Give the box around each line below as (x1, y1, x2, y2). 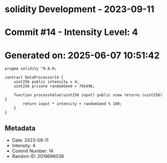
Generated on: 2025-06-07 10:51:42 (5, 49, 160, 61)
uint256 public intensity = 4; (14, 79, 79, 85)
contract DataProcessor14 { (5, 75, 64, 80)
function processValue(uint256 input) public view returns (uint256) (14, 93, 163, 98)
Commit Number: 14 (12, 148, 54, 154)
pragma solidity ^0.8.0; (5, 66, 57, 71)
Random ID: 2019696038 (12, 153, 64, 159)
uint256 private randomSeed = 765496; (14, 84, 95, 89)
